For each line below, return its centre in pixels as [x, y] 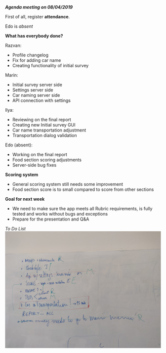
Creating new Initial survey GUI [44, 125]
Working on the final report [40, 154]
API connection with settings [41, 100]
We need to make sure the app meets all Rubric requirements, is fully [82, 209]
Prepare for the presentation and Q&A [51, 219]
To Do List [16, 229]
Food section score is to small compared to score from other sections [83, 189]
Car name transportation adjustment [49, 130]
